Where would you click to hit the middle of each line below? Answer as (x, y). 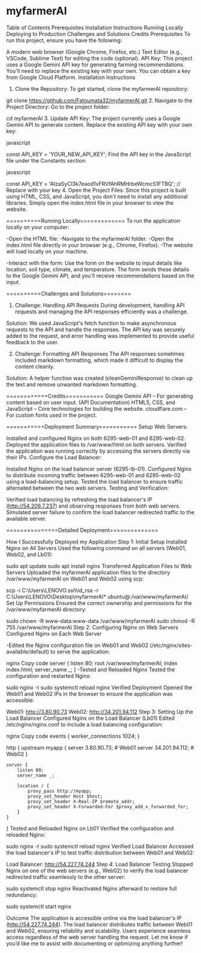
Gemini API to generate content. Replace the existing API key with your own (99, 124)
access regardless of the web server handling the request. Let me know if (97, 937)
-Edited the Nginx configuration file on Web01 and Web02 (77, 645)
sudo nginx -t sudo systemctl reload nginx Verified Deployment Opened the (99, 687)
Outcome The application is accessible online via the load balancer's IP (94, 918)
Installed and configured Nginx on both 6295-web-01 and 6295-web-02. (96, 438)
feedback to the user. (32, 342)
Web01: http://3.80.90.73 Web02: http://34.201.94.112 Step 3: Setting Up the (100, 711)
